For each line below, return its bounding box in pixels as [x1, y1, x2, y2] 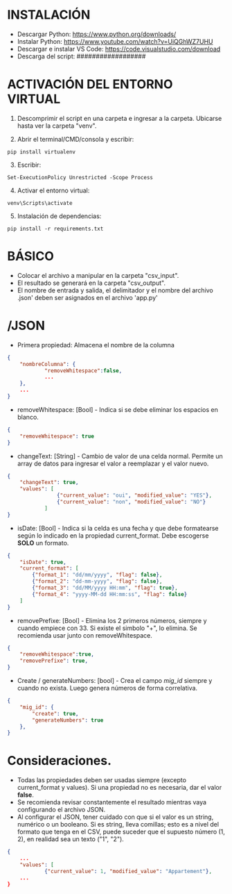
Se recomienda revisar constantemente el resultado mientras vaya [17, 798, 206, 806]
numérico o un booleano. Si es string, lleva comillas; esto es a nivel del [17, 820, 220, 829]
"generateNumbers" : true [32, 716, 104, 724]
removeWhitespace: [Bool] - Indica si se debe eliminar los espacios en [17, 405, 218, 413]
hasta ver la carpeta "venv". [17, 122, 97, 130]
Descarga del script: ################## [17, 52, 146, 60]
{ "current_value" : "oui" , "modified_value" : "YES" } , [56, 492, 213, 499]
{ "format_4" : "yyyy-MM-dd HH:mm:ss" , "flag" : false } [32, 590, 188, 597]
